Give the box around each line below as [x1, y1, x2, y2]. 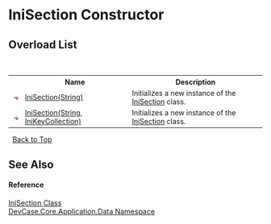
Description [175, 77, 216, 86]
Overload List [8, 38, 77, 52]
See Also [8, 157, 54, 171]
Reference [8, 180, 44, 190]
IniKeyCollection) [24, 117, 82, 126]
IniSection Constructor [8, 6, 165, 24]
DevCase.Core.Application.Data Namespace [8, 207, 156, 217]
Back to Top [11, 135, 52, 144]
